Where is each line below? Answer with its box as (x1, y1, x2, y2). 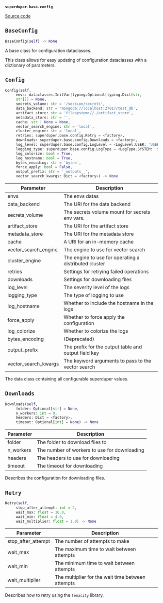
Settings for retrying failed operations (64, 268, 149, 275)
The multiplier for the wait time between (54, 574, 146, 581)
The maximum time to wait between (54, 546, 136, 552)
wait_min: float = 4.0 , (16, 514, 64, 519)
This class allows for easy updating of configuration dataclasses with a (5, 57, 147, 63)
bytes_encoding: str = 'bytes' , (16, 160, 81, 165)
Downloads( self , (5, 401, 38, 407)
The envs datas (64, 193, 99, 199)
